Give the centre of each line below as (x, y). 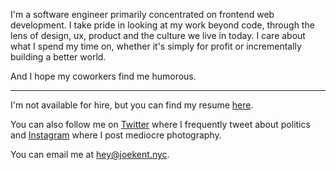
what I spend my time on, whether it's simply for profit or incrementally (156, 46)
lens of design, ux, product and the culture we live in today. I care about (158, 35)
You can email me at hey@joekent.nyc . (90, 154)
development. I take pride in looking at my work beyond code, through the (162, 25)
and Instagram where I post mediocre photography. (116, 135)
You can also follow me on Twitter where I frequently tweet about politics (160, 124)
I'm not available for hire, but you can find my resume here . (132, 105)
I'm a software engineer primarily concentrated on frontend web (142, 14)
